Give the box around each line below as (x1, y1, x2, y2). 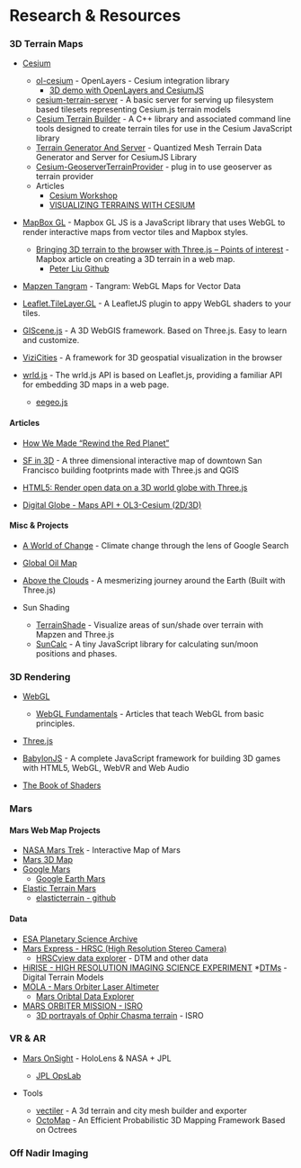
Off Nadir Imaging (9, 1146, 89, 1159)
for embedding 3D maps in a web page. (22, 379, 169, 390)
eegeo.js (35, 397, 68, 408)
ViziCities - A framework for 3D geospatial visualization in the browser (22, 352, 283, 363)
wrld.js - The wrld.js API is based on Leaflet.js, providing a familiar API (22, 370, 283, 381)
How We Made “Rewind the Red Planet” (22, 438, 170, 448)
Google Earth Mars (35, 874, 106, 884)
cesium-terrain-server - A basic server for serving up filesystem (35, 95, 274, 105)
